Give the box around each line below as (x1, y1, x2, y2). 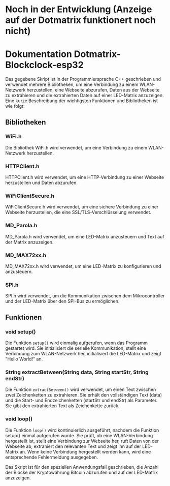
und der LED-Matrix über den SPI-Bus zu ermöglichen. (5, 298, 120, 305)
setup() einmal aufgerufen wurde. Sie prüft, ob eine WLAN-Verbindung (5, 432, 153, 438)
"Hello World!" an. (5, 356, 43, 362)
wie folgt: (5, 103, 25, 109)
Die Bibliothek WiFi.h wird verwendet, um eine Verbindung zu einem (5, 144, 148, 150)
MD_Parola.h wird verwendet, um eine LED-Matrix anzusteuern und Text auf (5, 233, 164, 239)
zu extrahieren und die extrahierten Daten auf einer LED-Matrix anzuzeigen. (5, 93, 164, 99)
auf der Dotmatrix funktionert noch (5, 14, 156, 26)
